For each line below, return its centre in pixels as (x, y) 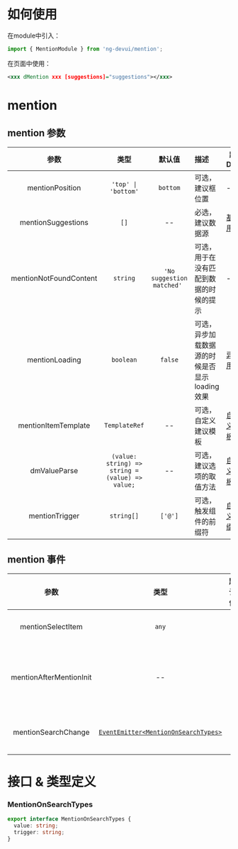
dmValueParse (54, 470)
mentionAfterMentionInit (51, 677)
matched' (168, 285)
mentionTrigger (54, 516)
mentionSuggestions (54, 222)
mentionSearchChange (51, 732)
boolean (124, 360)
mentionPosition (54, 187)
